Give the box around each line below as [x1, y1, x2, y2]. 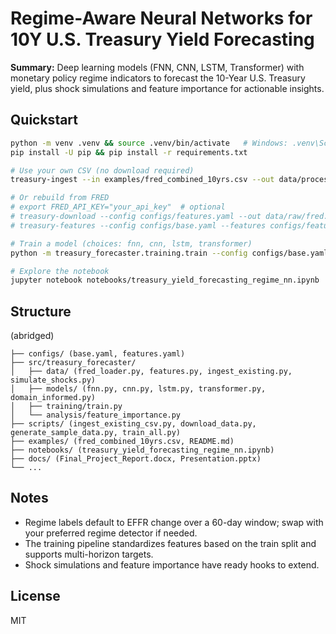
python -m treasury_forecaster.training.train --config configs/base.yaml [10, 248, 329, 258]
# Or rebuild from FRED [10, 193, 110, 203]
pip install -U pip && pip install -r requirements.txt [10, 147, 248, 157]
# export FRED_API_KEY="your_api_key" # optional [10, 202, 226, 212]
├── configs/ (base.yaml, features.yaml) [10, 349, 186, 359]
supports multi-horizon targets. [24, 548, 154, 560]
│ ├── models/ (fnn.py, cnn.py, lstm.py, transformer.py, [10, 384, 267, 394]
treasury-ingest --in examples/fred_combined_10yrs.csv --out [10, 175, 275, 185]
